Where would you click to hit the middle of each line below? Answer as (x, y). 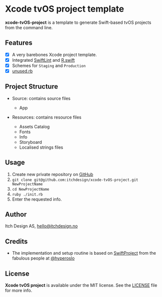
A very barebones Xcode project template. (54, 54)
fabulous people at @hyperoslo (43, 258)
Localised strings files (41, 147)
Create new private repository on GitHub (53, 174)
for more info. (19, 291)
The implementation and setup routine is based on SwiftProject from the (84, 253)
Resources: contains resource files (47, 117)
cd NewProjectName (31, 189)
